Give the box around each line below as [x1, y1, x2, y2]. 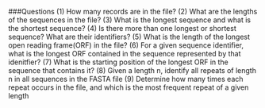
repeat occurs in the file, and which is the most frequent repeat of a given [8, 83, 249, 92]
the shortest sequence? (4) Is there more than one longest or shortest [8, 24, 236, 33]
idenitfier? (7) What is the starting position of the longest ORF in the [8, 57, 229, 67]
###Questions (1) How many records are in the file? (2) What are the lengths [8, 7, 258, 16]
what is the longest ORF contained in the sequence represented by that [8, 49, 241, 58]
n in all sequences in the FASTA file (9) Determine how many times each [8, 75, 244, 83]
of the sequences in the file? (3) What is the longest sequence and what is [8, 15, 252, 25]
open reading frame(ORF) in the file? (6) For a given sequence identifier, [8, 40, 244, 50]
